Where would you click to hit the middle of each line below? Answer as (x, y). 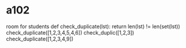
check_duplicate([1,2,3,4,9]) (40, 39)
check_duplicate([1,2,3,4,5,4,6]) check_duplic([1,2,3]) (70, 32)
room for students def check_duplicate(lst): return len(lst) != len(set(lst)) (93, 26)
